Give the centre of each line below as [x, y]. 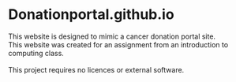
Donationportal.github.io [92, 15]
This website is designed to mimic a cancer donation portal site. [112, 36]
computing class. [36, 53]
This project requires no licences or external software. [96, 69]
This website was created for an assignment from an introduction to [118, 44]
